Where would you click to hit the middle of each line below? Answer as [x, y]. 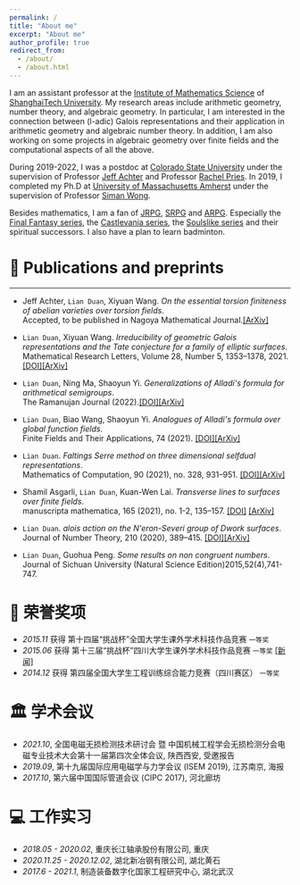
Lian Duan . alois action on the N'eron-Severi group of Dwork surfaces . [152, 528]
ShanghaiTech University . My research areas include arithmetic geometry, [146, 102]
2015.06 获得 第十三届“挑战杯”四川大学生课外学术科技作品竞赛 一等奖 [147, 650]
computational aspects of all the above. [82, 149]
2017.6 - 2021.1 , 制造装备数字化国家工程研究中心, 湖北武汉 [128, 871]
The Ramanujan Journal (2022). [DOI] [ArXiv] [103, 402]
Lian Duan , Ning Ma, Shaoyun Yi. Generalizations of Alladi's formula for [153, 383]
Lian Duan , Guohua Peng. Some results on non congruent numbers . [146, 555]
